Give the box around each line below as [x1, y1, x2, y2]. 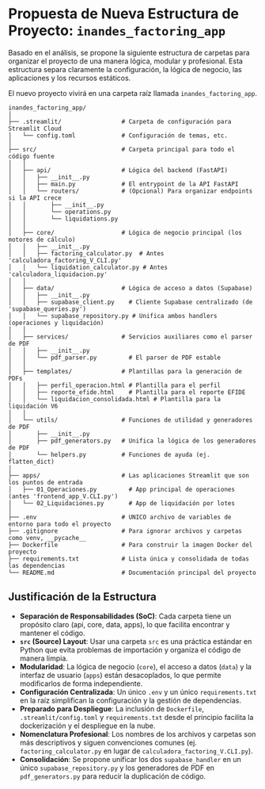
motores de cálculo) [8, 236, 77, 243]
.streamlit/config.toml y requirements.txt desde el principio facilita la [19, 712, 254, 722]
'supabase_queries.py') [8, 304, 87, 313]
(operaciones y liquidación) [8, 319, 104, 327]
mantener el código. [19, 628, 85, 638]
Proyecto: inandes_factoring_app [8, 21, 226, 40]
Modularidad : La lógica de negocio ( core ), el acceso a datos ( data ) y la [19, 661, 252, 671]
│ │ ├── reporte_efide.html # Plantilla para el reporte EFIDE [8, 388, 246, 396]
